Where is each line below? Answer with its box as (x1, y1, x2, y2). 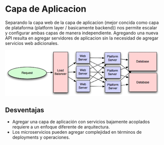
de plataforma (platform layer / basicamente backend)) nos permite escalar (5, 24, 157, 30)
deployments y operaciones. (12, 134, 70, 140)
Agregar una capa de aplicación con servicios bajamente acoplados (12, 119, 150, 124)
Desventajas (5, 106, 44, 114)
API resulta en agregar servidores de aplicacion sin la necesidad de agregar (5, 35, 159, 41)
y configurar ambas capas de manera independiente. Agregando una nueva (5, 30, 159, 36)
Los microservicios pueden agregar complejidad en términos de (12, 129, 142, 135)
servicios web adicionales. (5, 40, 59, 46)
